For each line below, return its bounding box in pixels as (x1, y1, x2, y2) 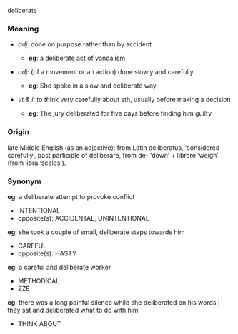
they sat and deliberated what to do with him (7, 305, 139, 314)
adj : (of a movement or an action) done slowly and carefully (17, 68, 194, 76)
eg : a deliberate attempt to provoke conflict (7, 192, 135, 201)
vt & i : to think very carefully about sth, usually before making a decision (17, 96, 231, 104)
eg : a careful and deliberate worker (7, 263, 111, 271)
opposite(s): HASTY (17, 249, 77, 258)
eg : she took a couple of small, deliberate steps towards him (7, 228, 185, 236)
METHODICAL (17, 276, 60, 285)
